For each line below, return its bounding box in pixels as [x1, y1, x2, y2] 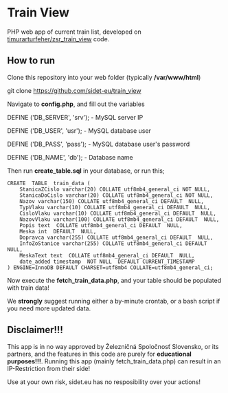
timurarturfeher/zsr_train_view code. [7, 34, 110, 43]
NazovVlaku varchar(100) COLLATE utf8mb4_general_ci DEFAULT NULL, [19, 215, 220, 223]
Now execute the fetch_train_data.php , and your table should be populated [7, 276, 222, 284]
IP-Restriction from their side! [7, 364, 91, 372]
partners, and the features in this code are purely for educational [7, 350, 192, 358]
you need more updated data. [7, 304, 91, 312]
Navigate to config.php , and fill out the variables [7, 100, 146, 108]
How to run [7, 55, 56, 67]
